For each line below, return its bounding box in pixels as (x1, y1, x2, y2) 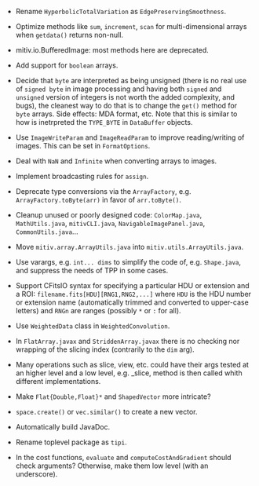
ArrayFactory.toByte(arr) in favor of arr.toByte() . (15, 195, 182, 204)
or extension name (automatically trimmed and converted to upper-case (15, 298, 249, 307)
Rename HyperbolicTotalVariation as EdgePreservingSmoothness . (15, 7, 227, 16)
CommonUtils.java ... (15, 227, 78, 236)
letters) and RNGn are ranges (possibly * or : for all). (15, 306, 182, 315)
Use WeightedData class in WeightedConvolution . (15, 321, 170, 331)
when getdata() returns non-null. (15, 31, 124, 39)
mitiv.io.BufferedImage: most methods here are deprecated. (15, 46, 210, 54)
